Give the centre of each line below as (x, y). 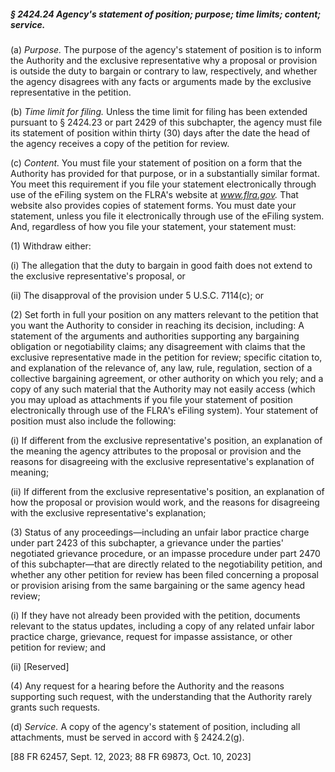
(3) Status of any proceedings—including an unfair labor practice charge (160, 532)
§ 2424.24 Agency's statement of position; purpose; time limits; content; (166, 14)
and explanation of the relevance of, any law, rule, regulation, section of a (161, 367)
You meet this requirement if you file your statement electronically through (163, 184)
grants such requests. (55, 707)
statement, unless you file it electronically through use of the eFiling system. (167, 216)
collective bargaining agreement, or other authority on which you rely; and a (167, 378)
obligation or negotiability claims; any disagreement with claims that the (158, 346)
